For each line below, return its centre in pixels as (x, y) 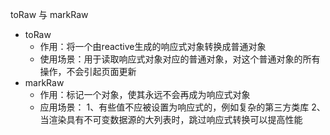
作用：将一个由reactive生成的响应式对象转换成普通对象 (153, 46)
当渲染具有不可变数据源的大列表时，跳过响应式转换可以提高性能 (171, 119)
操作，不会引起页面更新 (88, 71)
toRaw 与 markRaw (49, 14)
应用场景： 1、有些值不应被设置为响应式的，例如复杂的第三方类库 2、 (182, 107)
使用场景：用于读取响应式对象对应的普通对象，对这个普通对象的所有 (180, 59)
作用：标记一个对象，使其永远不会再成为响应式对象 (145, 94)
